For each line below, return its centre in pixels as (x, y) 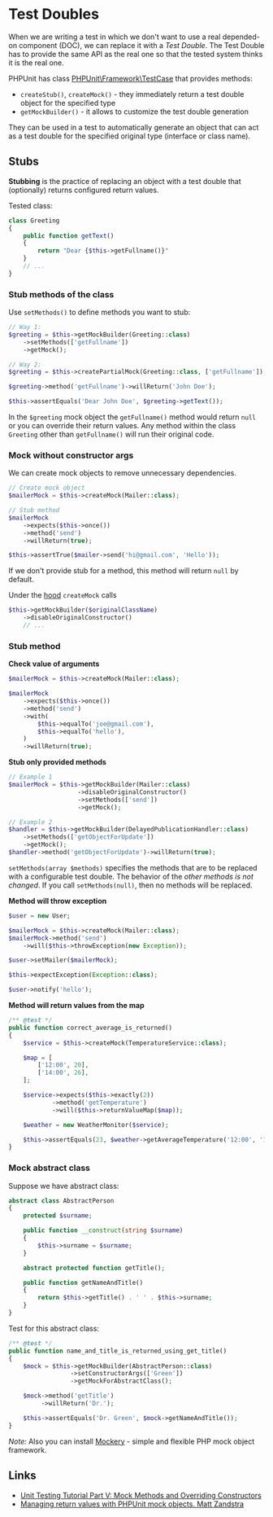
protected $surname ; (58, 1216)
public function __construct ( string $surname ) (103, 1230)
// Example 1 (30, 777)
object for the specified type (68, 103)
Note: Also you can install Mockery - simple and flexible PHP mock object (132, 1441)
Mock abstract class (50, 1168)
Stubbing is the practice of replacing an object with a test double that (125, 181)
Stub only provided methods (58, 762)
